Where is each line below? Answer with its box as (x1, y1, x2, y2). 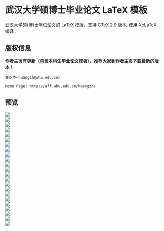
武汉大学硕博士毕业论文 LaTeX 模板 (5, 4, 148, 16)
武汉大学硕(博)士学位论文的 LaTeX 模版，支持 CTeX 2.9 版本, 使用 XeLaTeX (5, 22, 157, 28)
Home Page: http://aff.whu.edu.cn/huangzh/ (5, 84, 96, 89)
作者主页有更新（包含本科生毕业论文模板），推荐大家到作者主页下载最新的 (5, 58, 155, 64)
